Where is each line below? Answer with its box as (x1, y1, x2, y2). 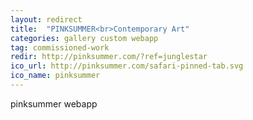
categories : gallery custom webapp (10, 33, 159, 43)
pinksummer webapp (10, 97, 98, 110)
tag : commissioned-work (10, 42, 110, 53)
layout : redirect (10, 14, 83, 25)
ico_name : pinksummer (10, 71, 101, 81)
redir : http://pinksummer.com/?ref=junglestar (10, 52, 208, 62)
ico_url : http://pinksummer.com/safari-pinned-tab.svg (10, 61, 244, 71)
